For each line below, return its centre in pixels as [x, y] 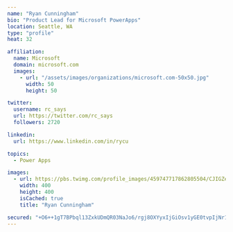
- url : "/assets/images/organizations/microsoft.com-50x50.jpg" [114, 78]
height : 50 [41, 91]
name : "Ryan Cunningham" [43, 14]
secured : [20, 217]
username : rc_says [40, 109]
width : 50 [40, 84]
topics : [18, 154]
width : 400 [35, 186]
